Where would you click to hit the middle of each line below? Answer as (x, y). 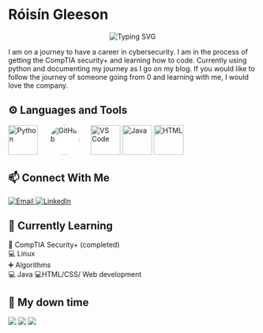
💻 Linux (22, 254)
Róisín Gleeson (58, 15)
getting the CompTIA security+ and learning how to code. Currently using (128, 60)
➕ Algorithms (30, 265)
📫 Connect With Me (59, 178)
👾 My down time (49, 302)
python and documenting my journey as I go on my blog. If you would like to (131, 68)
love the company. (38, 85)
